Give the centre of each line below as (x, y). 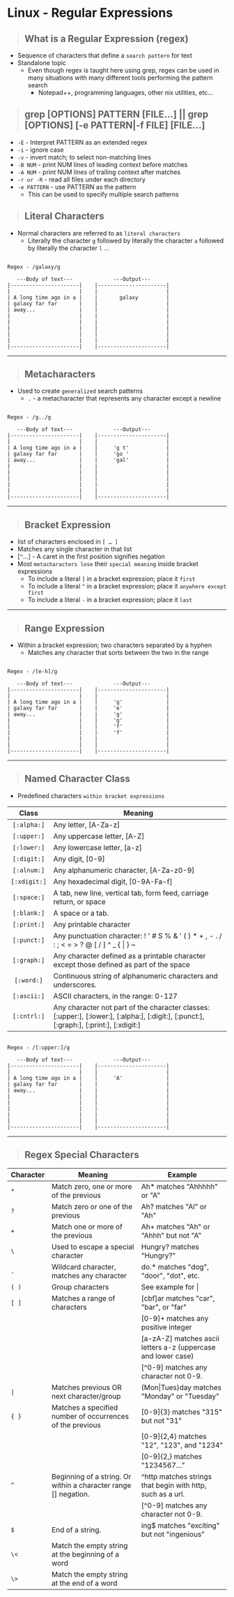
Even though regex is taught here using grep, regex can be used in (123, 70)
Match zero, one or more (92, 1186)
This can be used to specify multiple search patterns (103, 194)
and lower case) (167, 1356)
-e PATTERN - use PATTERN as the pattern (77, 187)
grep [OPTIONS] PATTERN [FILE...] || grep (116, 114)
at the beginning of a (85, 1554)
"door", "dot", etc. (170, 1276)
